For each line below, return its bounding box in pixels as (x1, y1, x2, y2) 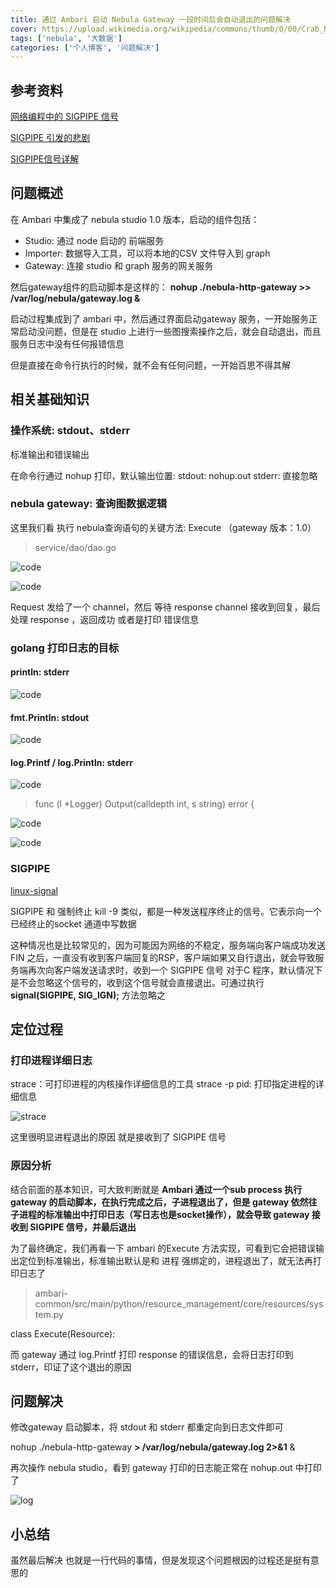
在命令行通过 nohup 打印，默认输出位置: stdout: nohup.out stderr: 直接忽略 (10, 469, 318, 481)
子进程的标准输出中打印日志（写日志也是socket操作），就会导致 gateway (10, 1208, 310, 1220)
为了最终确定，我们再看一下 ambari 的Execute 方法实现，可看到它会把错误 (10, 1242, 317, 1254)
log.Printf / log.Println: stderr (10, 756, 133, 768)
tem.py (34, 1308, 64, 1320)
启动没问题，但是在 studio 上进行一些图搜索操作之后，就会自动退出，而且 (18, 325, 322, 337)
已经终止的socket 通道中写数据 (10, 917, 137, 930)
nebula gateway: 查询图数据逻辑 (10, 497, 168, 511)
